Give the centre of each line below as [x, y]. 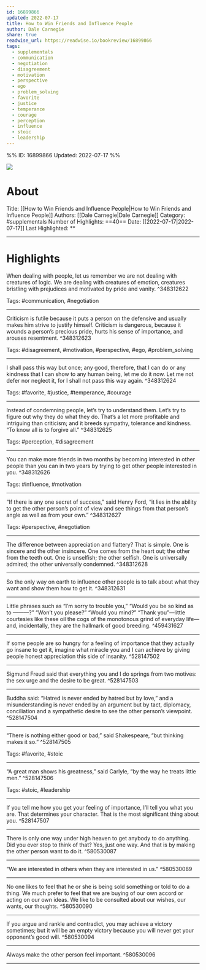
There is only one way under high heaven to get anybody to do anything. [98, 838]
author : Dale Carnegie [35, 29]
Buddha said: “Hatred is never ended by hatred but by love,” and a [90, 698]
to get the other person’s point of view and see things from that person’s [97, 508]
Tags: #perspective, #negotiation [48, 526]
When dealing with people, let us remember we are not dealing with [92, 276]
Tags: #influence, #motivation [44, 484]
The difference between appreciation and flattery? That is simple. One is [97, 544]
